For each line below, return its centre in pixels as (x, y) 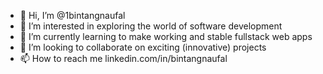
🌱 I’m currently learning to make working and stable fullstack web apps (166, 36)
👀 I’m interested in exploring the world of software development (151, 26)
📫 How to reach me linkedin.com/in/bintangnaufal (123, 58)
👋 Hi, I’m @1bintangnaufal (72, 15)
